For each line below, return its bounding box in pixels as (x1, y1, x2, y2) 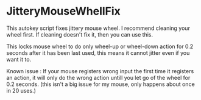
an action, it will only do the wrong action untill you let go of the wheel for (6, 74, 191, 81)
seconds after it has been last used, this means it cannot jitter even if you (6, 49, 190, 56)
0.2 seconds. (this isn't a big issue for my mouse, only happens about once (6, 80, 195, 88)
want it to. (6, 55, 32, 63)
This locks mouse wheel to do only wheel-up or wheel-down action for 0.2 (6, 43, 194, 50)
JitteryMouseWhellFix (6, 4, 121, 18)
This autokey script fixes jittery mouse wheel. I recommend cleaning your (6, 24, 191, 32)
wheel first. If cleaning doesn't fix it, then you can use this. (6, 30, 153, 38)
